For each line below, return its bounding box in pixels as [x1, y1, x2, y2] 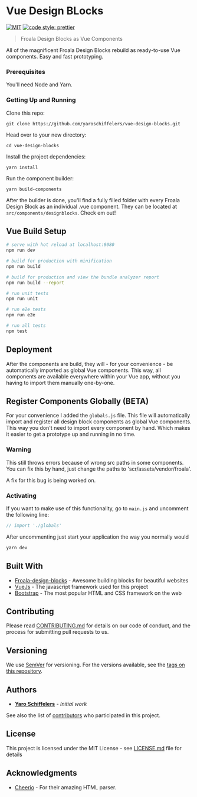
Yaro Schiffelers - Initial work [14, 701, 87, 708]
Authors [6, 685, 37, 695]
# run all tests [6, 323, 46, 329]
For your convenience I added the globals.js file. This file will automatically [6, 412, 191, 419]
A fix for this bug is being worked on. [6, 477, 96, 484]
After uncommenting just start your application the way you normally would [6, 533, 189, 540]
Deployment [6, 345, 52, 355]
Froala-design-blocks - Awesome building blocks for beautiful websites [14, 576, 189, 584]
